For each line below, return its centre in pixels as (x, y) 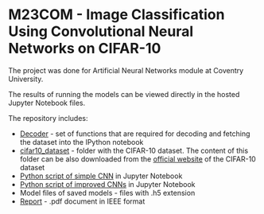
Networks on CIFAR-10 (85, 49)
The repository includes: (48, 118)
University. (26, 79)
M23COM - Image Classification (116, 15)
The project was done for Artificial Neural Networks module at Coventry (126, 70)
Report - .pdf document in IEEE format (82, 201)
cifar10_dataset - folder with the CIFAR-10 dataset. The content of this (134, 150)
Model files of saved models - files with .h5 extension (107, 193)
